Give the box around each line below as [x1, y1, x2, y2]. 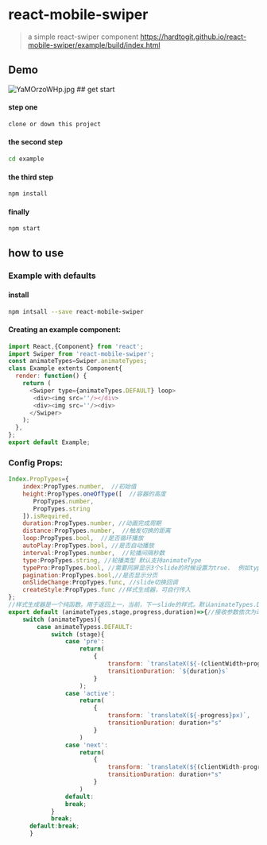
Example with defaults [8, 270, 97, 281]
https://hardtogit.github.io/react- [140, 32, 247, 41]
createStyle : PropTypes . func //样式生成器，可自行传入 [22, 586, 192, 594]
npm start [8, 225, 41, 233]
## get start [76, 84, 115, 94]
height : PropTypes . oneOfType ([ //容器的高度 [22, 490, 167, 498]
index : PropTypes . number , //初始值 [22, 483, 137, 491]
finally [8, 206, 30, 216]
